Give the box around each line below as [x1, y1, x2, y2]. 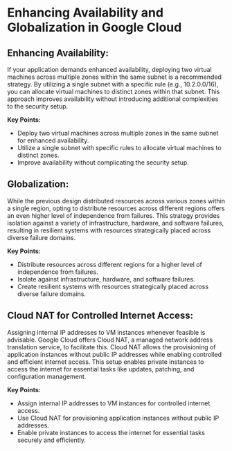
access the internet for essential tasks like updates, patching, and [7, 365, 195, 373]
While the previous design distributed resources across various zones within [7, 196, 225, 205]
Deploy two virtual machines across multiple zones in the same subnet [17, 129, 219, 137]
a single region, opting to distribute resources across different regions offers [7, 204, 225, 212]
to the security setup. [7, 102, 69, 110]
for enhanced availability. [17, 136, 89, 145]
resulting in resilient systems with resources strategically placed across [7, 226, 211, 234]
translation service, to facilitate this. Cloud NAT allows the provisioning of [7, 342, 216, 351]
